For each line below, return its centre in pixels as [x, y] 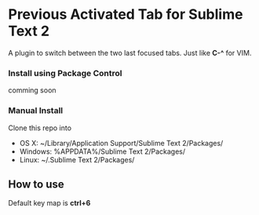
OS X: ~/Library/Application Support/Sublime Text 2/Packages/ [121, 143]
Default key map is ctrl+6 [49, 203]
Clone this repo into [40, 128]
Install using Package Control [65, 73]
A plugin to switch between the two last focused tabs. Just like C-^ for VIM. [130, 53]
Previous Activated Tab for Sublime [126, 15]
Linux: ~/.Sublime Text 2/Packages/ [77, 159]
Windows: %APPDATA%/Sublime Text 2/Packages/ [102, 151]
